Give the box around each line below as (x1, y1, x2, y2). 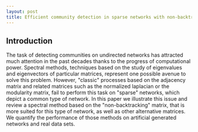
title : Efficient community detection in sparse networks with (6, 14, 165, 20)
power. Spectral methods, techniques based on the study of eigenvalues (6, 64, 183, 71)
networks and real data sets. (6, 120, 75, 127)
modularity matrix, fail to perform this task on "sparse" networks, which (6, 89, 180, 96)
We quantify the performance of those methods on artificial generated (6, 114, 177, 121)
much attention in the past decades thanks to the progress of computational (6, 58, 191, 65)
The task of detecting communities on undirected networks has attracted (6, 51, 184, 59)
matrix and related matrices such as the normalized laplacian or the (6, 83, 170, 90)
